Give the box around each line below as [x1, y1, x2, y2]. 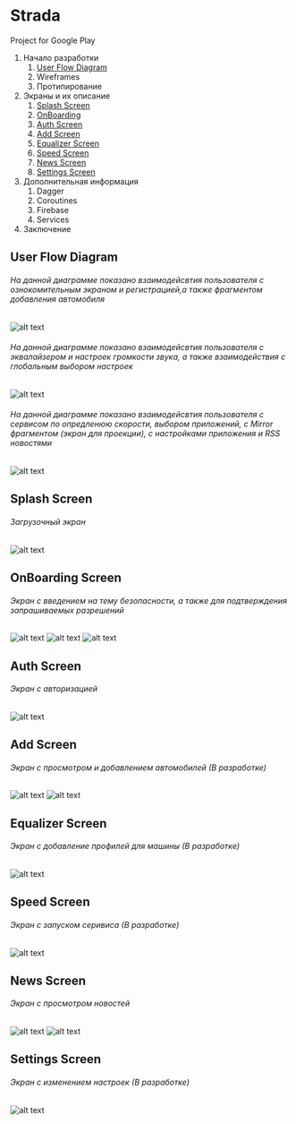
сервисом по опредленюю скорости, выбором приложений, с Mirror [10, 418, 274, 430]
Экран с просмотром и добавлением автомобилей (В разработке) [10, 762, 267, 773]
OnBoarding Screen [10, 570, 122, 585]
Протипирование [36, 81, 102, 91]
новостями [10, 438, 53, 449]
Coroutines [36, 194, 78, 206]
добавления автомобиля [10, 293, 106, 305]
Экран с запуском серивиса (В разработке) [10, 919, 180, 930]
